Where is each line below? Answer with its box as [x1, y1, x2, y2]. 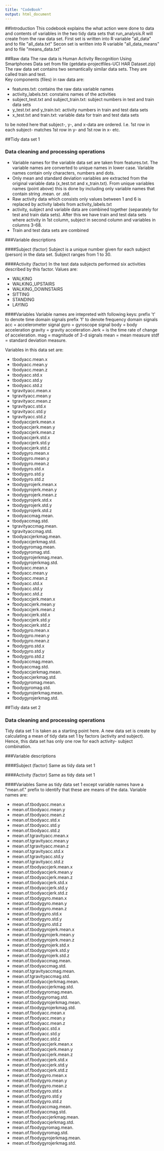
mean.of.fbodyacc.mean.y [12, 1015, 66, 1021]
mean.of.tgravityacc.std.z [12, 859, 64, 865]
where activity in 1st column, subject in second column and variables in [12, 217, 156, 223]
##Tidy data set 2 [5, 704, 41, 710]
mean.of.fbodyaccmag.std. [12, 1109, 67, 1115]
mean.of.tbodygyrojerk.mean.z [12, 937, 75, 943]
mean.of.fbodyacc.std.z [12, 1036, 60, 1042]
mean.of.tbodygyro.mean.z [12, 906, 67, 912]
